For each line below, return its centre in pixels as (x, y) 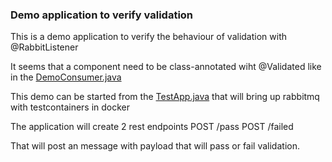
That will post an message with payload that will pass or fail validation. (155, 146)
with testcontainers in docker (70, 107)
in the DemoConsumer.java (66, 77)
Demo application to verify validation (102, 15)
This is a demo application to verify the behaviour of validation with (148, 37)
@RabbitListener (44, 47)
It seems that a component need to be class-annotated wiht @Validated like (166, 67)
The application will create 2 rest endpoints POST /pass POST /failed (152, 127)
